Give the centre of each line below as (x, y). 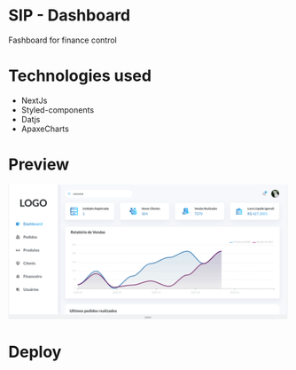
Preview (39, 165)
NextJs (34, 100)
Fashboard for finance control (62, 40)
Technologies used (80, 76)
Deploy (35, 352)
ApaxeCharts (45, 129)
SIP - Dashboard (70, 16)
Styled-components (58, 110)
